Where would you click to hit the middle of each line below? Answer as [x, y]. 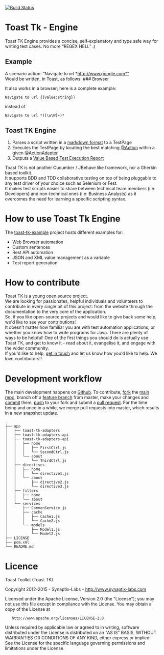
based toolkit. [19, 172]
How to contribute [43, 282]
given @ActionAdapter [35, 153]
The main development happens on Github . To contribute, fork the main [77, 392]
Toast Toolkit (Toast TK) [29, 580]
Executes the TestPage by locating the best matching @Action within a [83, 147]
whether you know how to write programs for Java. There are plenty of [77, 333]
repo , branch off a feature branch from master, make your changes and [77, 398]
